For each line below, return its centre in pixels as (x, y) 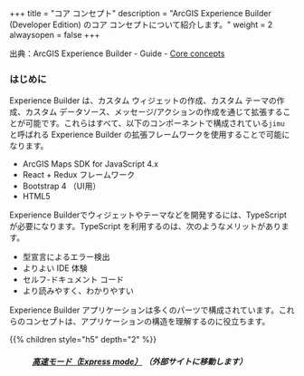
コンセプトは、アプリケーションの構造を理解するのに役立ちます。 (147, 322)
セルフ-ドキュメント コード (73, 280)
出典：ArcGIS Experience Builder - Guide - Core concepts (117, 53)
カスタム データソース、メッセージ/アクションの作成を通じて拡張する (154, 112)
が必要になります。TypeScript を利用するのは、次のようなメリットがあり (146, 227)
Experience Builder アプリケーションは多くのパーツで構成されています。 (144, 310)
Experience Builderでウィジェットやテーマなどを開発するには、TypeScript (148, 215)
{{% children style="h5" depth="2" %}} (83, 340)
